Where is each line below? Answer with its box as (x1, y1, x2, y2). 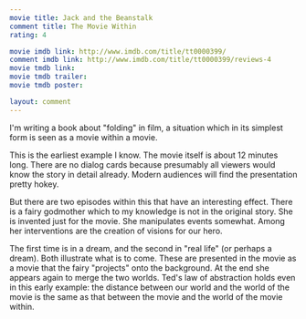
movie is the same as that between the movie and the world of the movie (9, 291, 283, 302)
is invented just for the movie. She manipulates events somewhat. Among (9, 215, 286, 226)
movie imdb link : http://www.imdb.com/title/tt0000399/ (9, 46, 227, 56)
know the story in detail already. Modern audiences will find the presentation (9, 169, 298, 180)
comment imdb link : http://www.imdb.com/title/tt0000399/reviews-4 (9, 56, 272, 65)
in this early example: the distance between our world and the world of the (9, 282, 290, 293)
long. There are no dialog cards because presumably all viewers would (9, 159, 276, 170)
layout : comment (9, 97, 71, 106)
